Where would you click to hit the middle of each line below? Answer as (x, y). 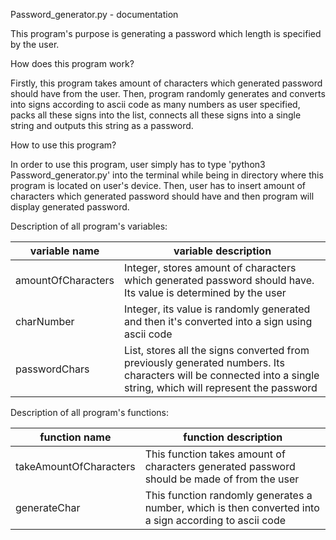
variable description (222, 251)
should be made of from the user (222, 479)
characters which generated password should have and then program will (162, 196)
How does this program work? (72, 63)
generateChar (48, 507)
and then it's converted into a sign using (218, 321)
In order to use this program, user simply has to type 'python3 (138, 164)
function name (75, 437)
